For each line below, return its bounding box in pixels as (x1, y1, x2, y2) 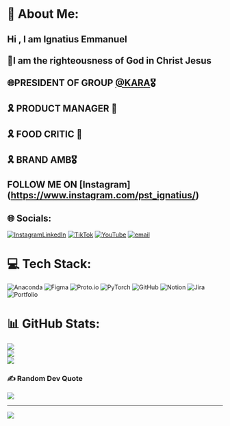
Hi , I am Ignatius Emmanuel (7, 34, 128, 45)
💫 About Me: (7, 6, 79, 22)
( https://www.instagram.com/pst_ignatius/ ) (7, 189, 200, 201)
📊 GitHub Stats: (7, 316, 101, 331)
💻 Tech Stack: (7, 256, 92, 271)
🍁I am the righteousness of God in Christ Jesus (7, 55, 212, 66)
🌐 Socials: (7, 212, 52, 224)
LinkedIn (42, 230, 66, 239)
